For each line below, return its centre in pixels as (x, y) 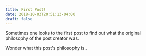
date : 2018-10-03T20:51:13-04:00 (40, 14)
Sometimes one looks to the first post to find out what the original (73, 33)
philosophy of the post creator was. (42, 38)
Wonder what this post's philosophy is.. (46, 48)
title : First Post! (26, 10)
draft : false (19, 19)
